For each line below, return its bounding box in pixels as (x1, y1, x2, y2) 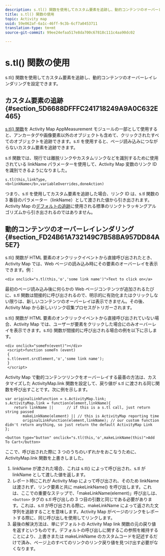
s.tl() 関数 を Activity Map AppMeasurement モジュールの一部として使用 (5, 126, 149, 132)
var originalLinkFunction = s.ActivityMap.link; (5, 396, 107, 401)
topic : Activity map (5, 16, 48, 21)
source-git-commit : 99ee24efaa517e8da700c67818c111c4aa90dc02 (5, 30, 135, 35)
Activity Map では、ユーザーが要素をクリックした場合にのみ (13, 321, 135, 327)
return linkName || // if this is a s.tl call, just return (14, 405, 151, 410)
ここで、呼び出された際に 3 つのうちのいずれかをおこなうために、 (5, 448, 139, 454)
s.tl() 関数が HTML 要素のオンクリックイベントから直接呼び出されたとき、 (5, 255, 155, 260)
